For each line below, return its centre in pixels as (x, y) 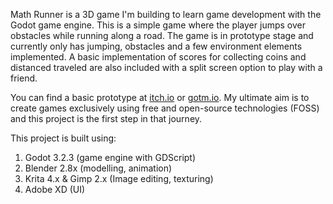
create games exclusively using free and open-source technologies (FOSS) (165, 108)
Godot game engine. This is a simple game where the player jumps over (158, 25)
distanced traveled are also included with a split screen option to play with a (166, 67)
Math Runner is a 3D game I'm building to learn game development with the (166, 14)
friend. (24, 78)
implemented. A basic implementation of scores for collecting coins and (158, 57)
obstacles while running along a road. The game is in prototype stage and (162, 35)
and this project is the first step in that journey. (106, 118)
